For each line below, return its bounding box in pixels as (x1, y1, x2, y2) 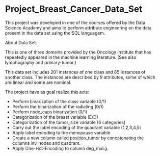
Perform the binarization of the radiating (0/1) (12, 104, 104, 109)
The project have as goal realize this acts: (5, 89, 89, 95)
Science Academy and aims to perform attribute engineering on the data (5, 25, 152, 30)
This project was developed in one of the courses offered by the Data (5, 20, 146, 26)
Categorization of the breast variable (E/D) (12, 114, 98, 120)
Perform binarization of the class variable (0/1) (12, 98, 107, 104)
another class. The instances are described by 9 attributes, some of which (5, 74, 156, 80)
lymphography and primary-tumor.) (5, 59, 77, 65)
